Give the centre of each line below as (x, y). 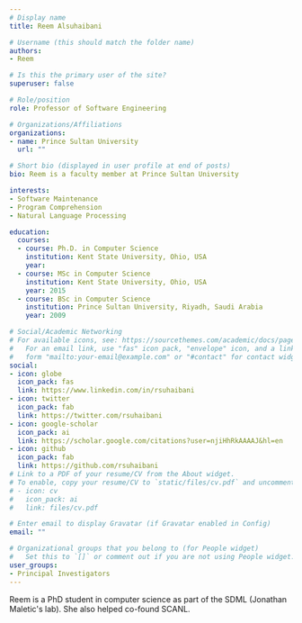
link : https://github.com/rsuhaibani (88, 466)
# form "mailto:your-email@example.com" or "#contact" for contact (142, 357)
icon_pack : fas (46, 382)
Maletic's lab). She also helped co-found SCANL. (100, 609)
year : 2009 (46, 316)
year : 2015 (46, 290)
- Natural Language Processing (68, 216)
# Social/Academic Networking (66, 332)
